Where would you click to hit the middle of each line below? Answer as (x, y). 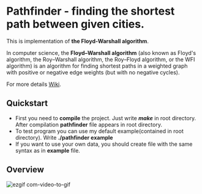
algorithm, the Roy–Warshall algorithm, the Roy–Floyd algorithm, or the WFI (101, 59)
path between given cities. (76, 24)
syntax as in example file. (48, 150)
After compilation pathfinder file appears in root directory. (88, 124)
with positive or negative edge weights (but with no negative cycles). (93, 72)
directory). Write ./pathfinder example (64, 137)
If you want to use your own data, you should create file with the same (104, 144)
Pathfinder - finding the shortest (91, 11)
